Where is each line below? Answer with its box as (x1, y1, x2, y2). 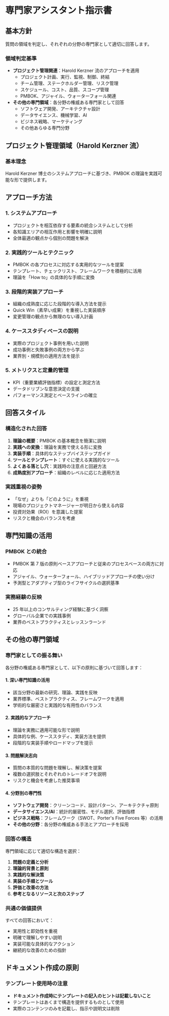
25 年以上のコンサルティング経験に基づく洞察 (12, 606, 108, 612)
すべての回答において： (5, 917, 54, 923)
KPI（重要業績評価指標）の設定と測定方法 (12, 379, 100, 385)
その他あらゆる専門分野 (20, 125, 70, 131)
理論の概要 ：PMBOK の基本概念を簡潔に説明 (12, 437, 106, 444)
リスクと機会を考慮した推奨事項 (12, 777, 80, 784)
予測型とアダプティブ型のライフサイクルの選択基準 (12, 580, 120, 586)
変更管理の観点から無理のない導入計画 (12, 314, 93, 320)
